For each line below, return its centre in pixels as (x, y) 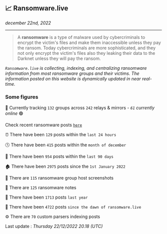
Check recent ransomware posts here (44, 125)
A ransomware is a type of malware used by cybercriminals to (81, 37)
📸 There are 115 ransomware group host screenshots (59, 178)
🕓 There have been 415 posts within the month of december (66, 145)
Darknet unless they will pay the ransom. (59, 58)
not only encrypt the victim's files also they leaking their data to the (86, 53)
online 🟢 (14, 113)
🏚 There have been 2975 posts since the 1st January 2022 (65, 167)
